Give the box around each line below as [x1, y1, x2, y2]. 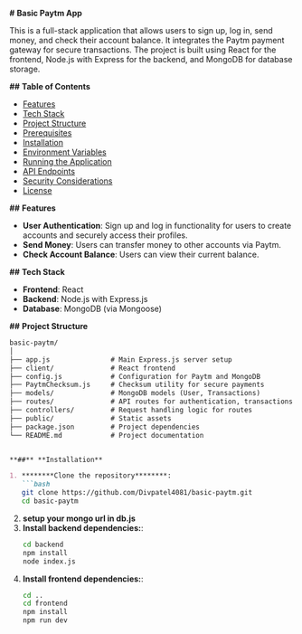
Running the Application [22, 156, 112, 166]
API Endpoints [22, 166, 75, 176]
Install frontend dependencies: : [22, 573, 144, 584]
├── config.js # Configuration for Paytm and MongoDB [9, 372, 260, 381]
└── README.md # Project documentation [9, 431, 204, 440]
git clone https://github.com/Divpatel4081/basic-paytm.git [21, 488, 253, 497]
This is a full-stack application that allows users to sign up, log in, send [9, 25, 273, 35]
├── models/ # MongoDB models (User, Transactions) [9, 389, 260, 398]
